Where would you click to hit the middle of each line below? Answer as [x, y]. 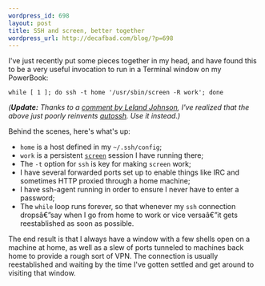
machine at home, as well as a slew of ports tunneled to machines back [126, 248]
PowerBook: [28, 78]
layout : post [30, 23]
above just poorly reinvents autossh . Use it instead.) [94, 116]
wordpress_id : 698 [39, 16]
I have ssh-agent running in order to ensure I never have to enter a [129, 190]
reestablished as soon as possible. [77, 224]
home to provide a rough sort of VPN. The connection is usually [113, 256]
